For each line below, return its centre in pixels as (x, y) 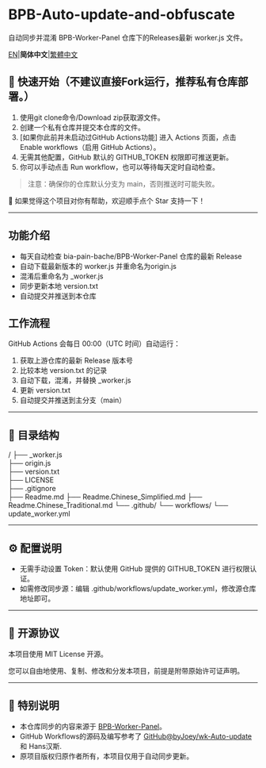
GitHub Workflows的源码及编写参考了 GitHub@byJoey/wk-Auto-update (136, 736)
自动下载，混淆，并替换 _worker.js (75, 380)
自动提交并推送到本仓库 (58, 296)
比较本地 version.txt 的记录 (63, 371)
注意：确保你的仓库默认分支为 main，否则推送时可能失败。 (123, 183)
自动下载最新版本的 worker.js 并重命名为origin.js (98, 266)
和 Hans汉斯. (40, 746)
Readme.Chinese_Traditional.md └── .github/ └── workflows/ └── (118, 505)
